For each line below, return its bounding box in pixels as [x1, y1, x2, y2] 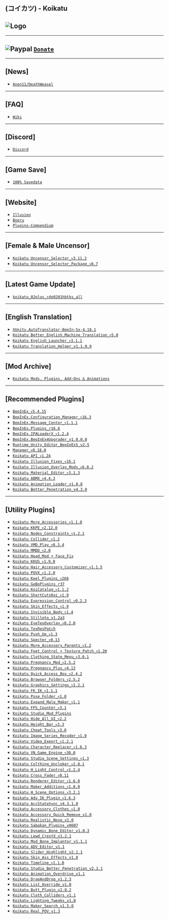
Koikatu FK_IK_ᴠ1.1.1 [12, 688, 58, 693]
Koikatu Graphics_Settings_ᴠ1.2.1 [12, 682, 84, 687]
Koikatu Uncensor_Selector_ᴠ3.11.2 [12, 256, 87, 261]
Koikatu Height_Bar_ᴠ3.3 [12, 722, 64, 727]
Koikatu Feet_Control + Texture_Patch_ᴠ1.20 [12, 648, 107, 654]
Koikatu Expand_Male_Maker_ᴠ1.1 [12, 700, 80, 705]
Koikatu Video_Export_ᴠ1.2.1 [12, 739, 73, 744]
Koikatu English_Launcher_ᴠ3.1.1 [12, 338, 82, 343]
